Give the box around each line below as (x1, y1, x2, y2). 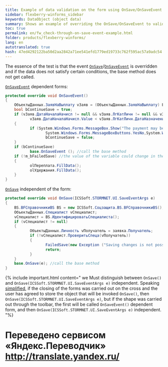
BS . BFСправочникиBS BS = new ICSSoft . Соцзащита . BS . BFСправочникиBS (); (14, 205, 164, 210)
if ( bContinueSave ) (14, 144, 55, 149)
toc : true (5, 26, 26, 31)
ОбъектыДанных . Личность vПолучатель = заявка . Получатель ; (29, 229, 153, 234)
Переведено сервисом (5, 329, 106, 341)
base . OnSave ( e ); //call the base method (14, 261, 99, 266)
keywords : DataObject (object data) (5, 17, 81, 22)
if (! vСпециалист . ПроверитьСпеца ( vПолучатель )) (29, 233, 131, 238)
